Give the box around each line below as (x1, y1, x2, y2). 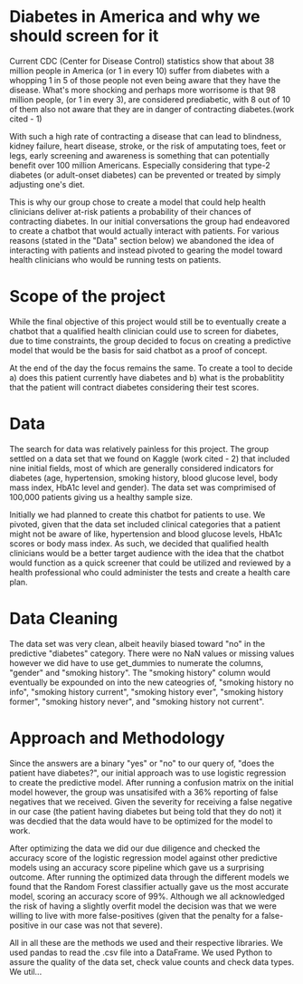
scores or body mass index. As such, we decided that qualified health (9, 537, 270, 549)
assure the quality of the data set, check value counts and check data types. (9, 956, 295, 967)
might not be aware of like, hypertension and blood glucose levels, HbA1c (9, 528, 283, 539)
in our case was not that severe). (40, 920, 163, 931)
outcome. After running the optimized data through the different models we (9, 872, 289, 883)
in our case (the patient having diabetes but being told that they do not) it (9, 806, 282, 816)
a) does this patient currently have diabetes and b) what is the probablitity (9, 371, 285, 382)
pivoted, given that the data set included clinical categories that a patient (9, 518, 280, 529)
